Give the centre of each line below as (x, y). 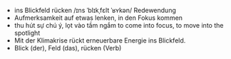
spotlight (27, 33)
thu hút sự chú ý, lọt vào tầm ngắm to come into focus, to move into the (119, 25)
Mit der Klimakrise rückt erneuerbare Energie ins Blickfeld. (100, 41)
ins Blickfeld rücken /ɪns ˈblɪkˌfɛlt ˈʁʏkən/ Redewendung (95, 10)
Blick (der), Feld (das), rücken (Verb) (68, 48)
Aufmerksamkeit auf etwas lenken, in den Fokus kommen (98, 18)
